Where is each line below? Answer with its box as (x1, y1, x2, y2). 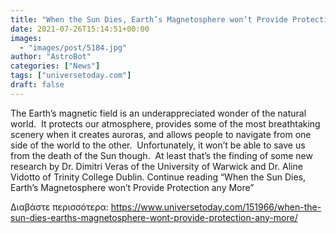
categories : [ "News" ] (10, 61, 101, 71)
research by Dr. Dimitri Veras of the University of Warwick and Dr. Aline (10, 160, 303, 172)
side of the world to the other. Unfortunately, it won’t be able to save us (10, 139, 306, 151)
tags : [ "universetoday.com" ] (10, 71, 132, 81)
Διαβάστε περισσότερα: (10, 201, 109, 213)
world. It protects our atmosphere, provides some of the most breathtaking (10, 117, 321, 130)
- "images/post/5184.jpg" (19, 42, 128, 53)
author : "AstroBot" (10, 52, 92, 62)
